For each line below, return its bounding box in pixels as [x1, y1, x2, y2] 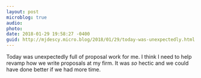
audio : [6, 20, 23, 26]
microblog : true [6, 14, 47, 20]
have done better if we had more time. [6, 66, 101, 73]
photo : [6, 25, 23, 32]
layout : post [6, 8, 39, 15]
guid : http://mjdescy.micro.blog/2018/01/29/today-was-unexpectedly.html [6, 37, 196, 43]
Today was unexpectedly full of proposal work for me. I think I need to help [6, 53, 192, 60]
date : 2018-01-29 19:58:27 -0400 [6, 31, 90, 37]
